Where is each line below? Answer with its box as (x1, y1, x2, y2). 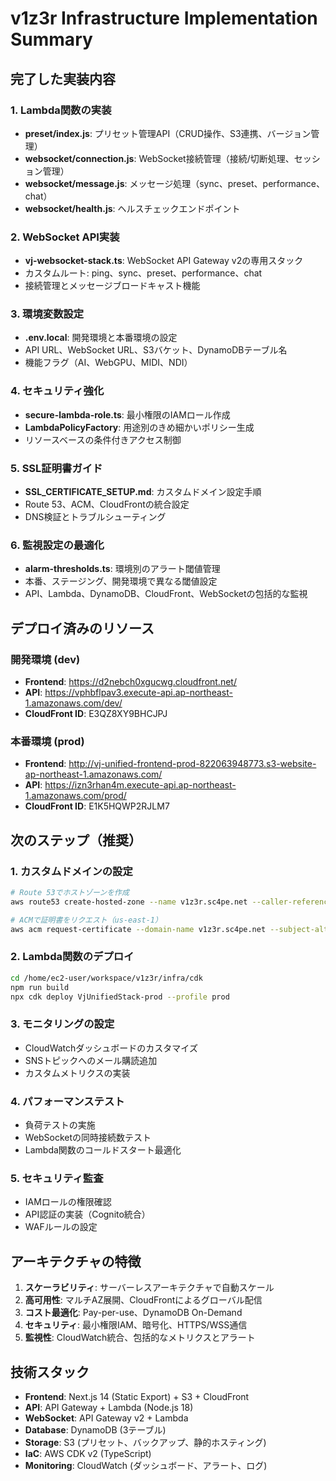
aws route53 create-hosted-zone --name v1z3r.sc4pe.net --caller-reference (10, 897, 333, 907)
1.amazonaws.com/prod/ (24, 790, 127, 802)
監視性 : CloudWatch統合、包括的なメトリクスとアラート (24, 1332, 256, 1344)
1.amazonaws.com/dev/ (24, 697, 123, 709)
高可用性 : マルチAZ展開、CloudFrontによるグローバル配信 (24, 1294, 263, 1306)
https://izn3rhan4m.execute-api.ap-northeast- (44, 779, 237, 791)
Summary (10, 28, 93, 51)
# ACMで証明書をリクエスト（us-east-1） (10, 915, 163, 925)
